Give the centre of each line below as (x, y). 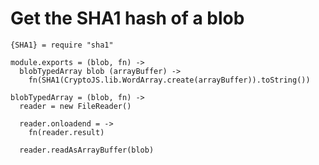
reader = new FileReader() (75, 106)
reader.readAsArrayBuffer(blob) (87, 150)
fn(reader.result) (66, 132)
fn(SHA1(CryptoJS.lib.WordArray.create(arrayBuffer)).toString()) (169, 80)
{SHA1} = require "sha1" (62, 45)
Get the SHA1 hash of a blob (127, 18)
